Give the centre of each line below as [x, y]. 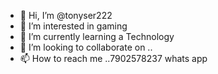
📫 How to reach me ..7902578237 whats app [113, 58]
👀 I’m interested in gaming [73, 26]
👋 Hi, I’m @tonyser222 [66, 15]
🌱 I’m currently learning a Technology [97, 36]
